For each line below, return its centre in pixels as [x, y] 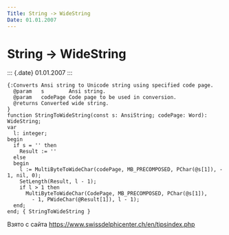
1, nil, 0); [24, 176]
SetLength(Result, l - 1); [58, 182]
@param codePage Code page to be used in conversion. [95, 98]
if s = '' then [35, 146]
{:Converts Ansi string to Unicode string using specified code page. [110, 86]
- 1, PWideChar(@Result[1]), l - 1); [86, 200]
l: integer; [31, 134]
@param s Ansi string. [60, 91]
